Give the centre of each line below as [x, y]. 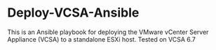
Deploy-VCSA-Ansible [73, 13]
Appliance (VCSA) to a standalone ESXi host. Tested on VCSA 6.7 [102, 39]
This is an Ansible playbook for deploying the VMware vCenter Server [108, 32]
